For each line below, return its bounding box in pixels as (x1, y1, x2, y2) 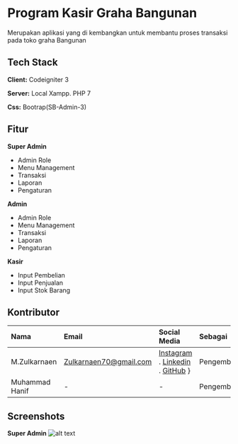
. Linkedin (158, 357, 191, 367)
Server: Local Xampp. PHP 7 (7, 89, 91, 97)
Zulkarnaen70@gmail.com (63, 357, 152, 367)
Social (158, 327, 181, 337)
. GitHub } (158, 366, 191, 376)
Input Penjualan (17, 278, 64, 287)
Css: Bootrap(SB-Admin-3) (7, 103, 87, 111)
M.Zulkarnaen (11, 357, 57, 367)
